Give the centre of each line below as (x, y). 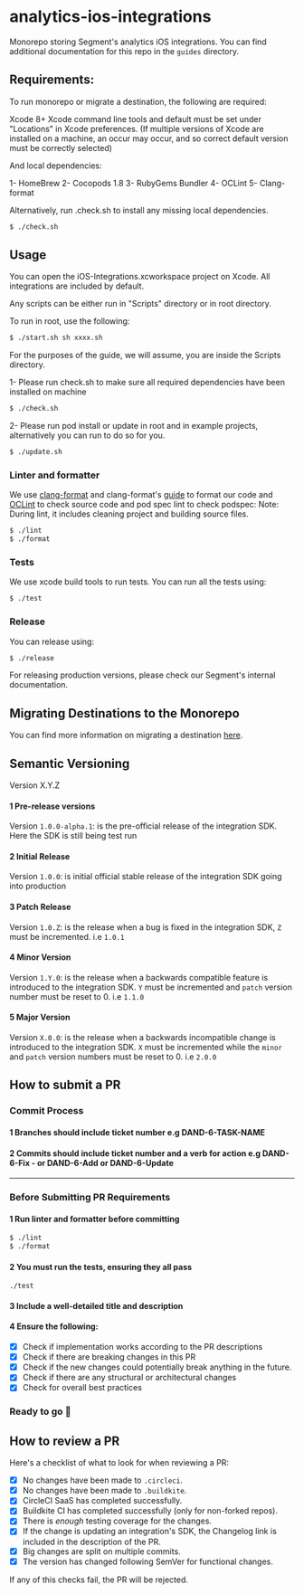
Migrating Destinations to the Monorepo (124, 713)
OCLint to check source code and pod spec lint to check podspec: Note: (144, 505)
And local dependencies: (56, 166)
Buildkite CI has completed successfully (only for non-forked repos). (150, 1511)
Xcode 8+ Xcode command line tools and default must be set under (136, 119)
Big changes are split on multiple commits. (101, 1551)
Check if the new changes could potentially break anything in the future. (157, 1367)
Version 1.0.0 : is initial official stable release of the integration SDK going (146, 877)
